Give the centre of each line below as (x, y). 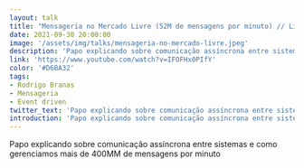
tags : (19, 77)
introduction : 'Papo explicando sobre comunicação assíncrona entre (141, 118)
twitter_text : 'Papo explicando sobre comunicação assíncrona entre (141, 110)
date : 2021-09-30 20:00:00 (60, 34)
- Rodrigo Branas (42, 85)
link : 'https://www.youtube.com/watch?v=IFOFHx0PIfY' (113, 60)
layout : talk (34, 18)
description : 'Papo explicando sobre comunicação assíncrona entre (139, 51)
